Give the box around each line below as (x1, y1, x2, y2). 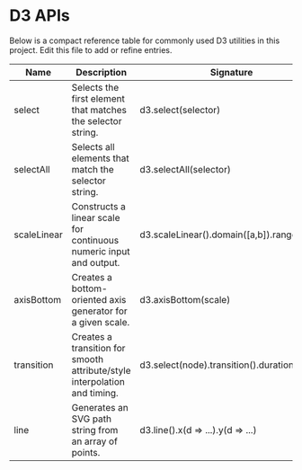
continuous (71, 234, 120, 246)
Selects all (71, 140, 115, 153)
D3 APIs (9, 5, 70, 26)
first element (71, 92, 126, 104)
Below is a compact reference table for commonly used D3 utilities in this (9, 35, 280, 46)
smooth (71, 352, 104, 365)
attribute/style (71, 364, 131, 377)
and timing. (71, 386, 119, 399)
